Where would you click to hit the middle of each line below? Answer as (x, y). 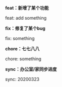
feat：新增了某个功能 (27, 8)
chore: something (23, 59)
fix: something (20, 38)
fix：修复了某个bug (25, 28)
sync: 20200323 (22, 79)
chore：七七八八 (22, 49)
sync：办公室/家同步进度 (31, 69)
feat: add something (26, 18)
